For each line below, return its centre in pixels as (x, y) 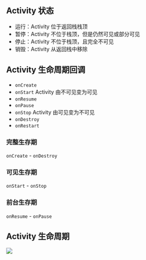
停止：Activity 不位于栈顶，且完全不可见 (64, 42)
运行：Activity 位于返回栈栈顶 (51, 26)
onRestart (27, 126)
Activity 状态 (30, 11)
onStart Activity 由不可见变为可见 (56, 91)
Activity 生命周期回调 (46, 70)
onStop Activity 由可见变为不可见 (55, 112)
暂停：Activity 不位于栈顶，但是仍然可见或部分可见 (77, 34)
